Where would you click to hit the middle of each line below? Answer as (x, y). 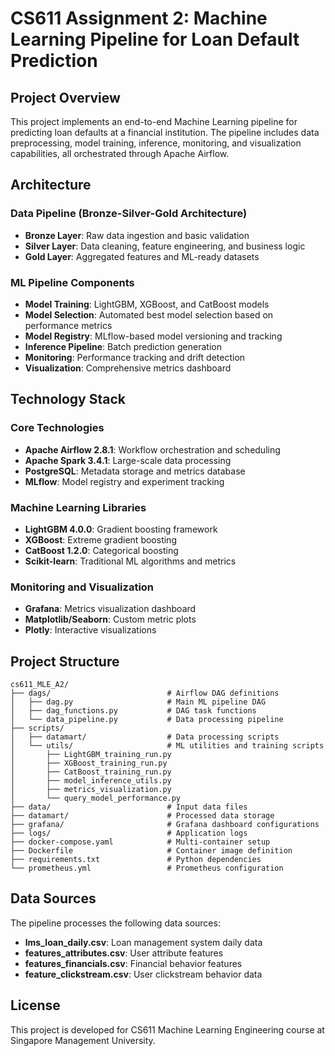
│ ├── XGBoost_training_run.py (89, 763)
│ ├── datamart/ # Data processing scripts (145, 737)
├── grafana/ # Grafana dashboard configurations (165, 825)
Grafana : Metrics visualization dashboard (110, 609)
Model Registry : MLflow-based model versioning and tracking (153, 336)
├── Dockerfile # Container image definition (151, 851)
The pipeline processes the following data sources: (115, 923)
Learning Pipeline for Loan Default (155, 39)
